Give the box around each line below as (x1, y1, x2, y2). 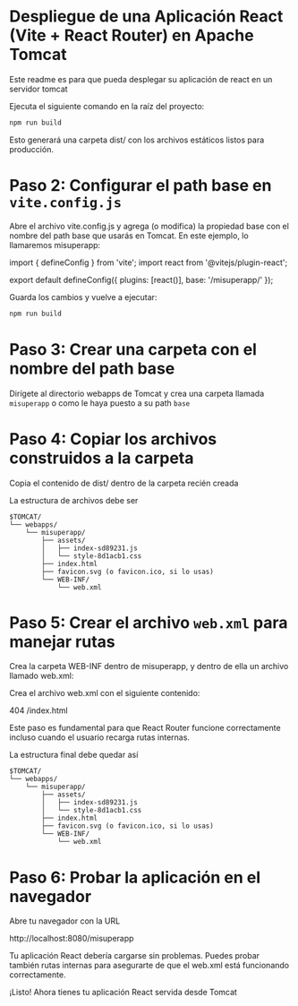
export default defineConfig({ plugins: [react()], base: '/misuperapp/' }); (9, 274, 274, 285)
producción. (9, 143, 54, 154)
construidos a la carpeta (9, 448, 194, 468)
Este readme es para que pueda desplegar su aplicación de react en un (9, 73, 273, 84)
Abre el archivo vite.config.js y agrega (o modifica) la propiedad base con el (9, 220, 289, 231)
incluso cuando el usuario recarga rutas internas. (9, 732, 191, 743)
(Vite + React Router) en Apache (9, 25, 254, 46)
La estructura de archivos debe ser (9, 494, 139, 505)
